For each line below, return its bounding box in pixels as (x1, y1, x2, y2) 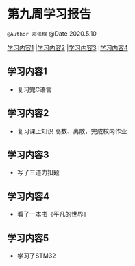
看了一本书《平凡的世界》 (16, 210, 90, 219)
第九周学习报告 (7, 6, 92, 22)
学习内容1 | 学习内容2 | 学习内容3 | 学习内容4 (7, 43, 128, 52)
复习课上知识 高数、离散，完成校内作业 (16, 126, 127, 135)
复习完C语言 (16, 85, 53, 93)
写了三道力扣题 (16, 168, 60, 177)
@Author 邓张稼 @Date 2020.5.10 (7, 29, 97, 38)
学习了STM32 (16, 252, 56, 260)
